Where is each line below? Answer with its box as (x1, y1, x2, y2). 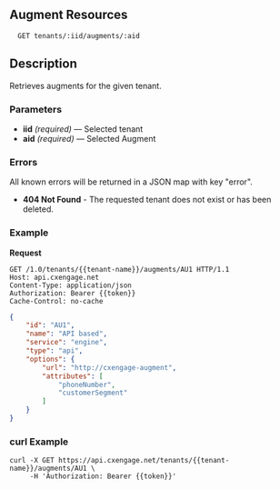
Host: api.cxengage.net (9, 273, 100, 282)
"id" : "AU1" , (25, 321, 75, 330)
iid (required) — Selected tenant (22, 123, 144, 135)
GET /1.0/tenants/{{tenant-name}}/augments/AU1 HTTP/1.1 (9, 264, 230, 274)
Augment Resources (9, 7, 128, 23)
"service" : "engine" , (25, 338, 107, 347)
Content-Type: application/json (9, 281, 132, 290)
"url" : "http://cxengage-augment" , (42, 363, 177, 372)
